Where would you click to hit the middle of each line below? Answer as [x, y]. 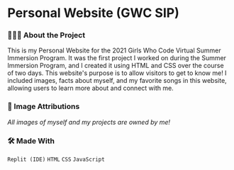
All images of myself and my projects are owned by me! [89, 122]
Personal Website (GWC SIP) [93, 13]
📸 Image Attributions [44, 106]
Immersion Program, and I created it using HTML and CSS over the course [116, 66]
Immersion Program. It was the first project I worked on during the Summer [117, 58]
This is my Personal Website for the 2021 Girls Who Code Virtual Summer [114, 50]
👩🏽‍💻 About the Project [46, 35]
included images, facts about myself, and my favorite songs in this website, [117, 81]
